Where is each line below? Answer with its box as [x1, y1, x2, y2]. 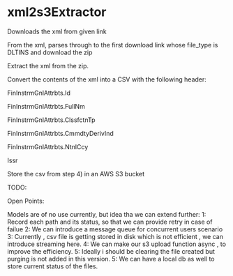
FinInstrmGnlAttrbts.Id [7, 89, 71, 97]
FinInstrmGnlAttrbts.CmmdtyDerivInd [7, 129, 114, 137]
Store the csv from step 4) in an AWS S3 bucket [7, 169, 145, 178]
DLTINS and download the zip [7, 48, 93, 56]
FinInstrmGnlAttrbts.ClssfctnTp [7, 116, 96, 124]
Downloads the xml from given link [7, 27, 107, 36]
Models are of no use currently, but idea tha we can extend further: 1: [7, 210, 206, 218]
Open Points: [7, 197, 45, 205]
